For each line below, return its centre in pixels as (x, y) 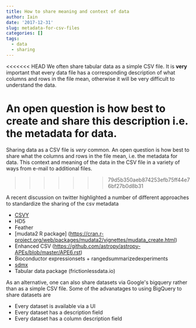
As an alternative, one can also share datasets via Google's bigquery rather (97, 282)
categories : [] (25, 33)
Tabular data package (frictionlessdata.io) (65, 271)
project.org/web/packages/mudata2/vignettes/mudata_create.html (95, 240)
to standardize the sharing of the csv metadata (62, 203)
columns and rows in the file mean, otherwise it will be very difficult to (90, 78)
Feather (24, 227)
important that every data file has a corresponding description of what (91, 72)
